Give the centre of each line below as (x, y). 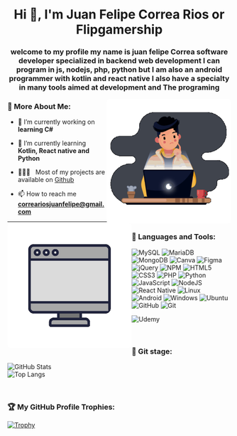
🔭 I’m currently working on (56, 122)
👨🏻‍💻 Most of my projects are (61, 172)
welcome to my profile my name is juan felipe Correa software (119, 52)
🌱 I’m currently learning (52, 143)
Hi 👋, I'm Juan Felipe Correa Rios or (119, 15)
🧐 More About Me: (39, 107)
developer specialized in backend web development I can (119, 61)
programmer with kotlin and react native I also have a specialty (119, 79)
